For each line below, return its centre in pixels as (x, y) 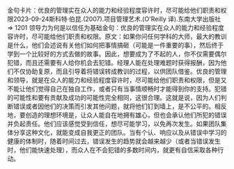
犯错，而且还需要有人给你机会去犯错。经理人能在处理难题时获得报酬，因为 (114, 63)
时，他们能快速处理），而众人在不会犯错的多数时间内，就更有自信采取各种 (112, 150)
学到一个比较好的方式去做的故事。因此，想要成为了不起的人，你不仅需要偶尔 (117, 54)
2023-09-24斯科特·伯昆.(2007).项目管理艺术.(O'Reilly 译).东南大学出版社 (117, 19)
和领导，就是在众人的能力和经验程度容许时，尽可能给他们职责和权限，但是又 (117, 80)
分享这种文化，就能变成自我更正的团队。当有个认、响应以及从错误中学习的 (120, 132)
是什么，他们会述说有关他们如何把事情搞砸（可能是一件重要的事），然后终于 (116, 45)
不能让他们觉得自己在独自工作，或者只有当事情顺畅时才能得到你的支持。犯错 (117, 89)
